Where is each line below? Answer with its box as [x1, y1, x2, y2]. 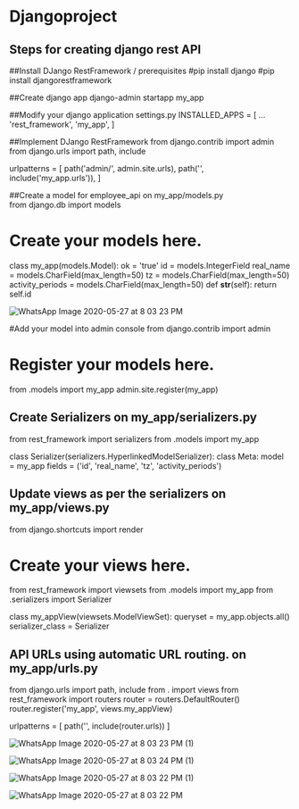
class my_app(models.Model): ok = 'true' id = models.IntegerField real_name [9, 260, 291, 271]
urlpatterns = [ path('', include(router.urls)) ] [9, 721, 170, 731]
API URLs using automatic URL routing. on [9, 646, 247, 662]
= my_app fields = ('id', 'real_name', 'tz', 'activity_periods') [9, 460, 222, 471]
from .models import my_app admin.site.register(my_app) [9, 384, 219, 395]
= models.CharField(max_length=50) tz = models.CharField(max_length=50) [9, 270, 290, 280]
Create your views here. [9, 555, 191, 575]
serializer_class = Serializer [9, 621, 110, 631]
